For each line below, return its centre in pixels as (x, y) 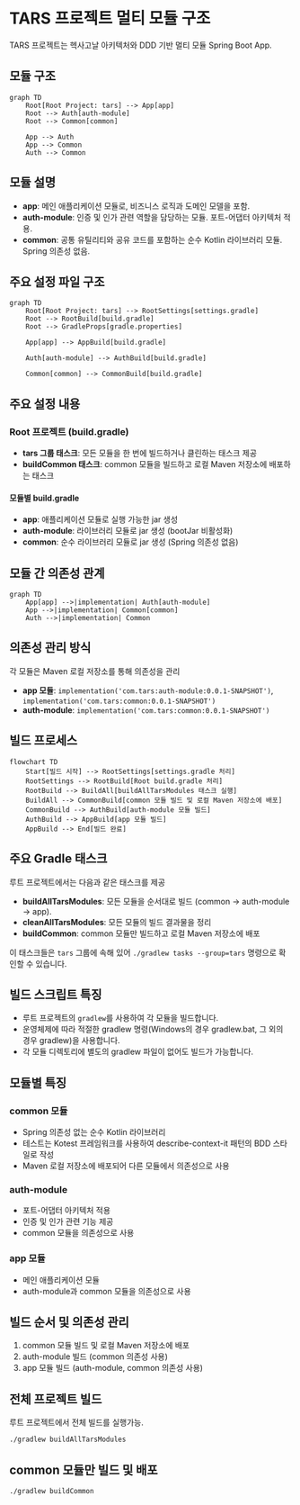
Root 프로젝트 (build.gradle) (69, 431)
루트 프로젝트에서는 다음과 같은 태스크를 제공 (88, 882)
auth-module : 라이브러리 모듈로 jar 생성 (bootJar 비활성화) (128, 531)
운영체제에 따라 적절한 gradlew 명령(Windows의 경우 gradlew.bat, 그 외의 (153, 1029)
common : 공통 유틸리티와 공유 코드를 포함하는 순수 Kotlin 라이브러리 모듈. (152, 239)
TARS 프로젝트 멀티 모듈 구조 (110, 18)
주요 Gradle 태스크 (58, 859)
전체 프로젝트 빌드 (56, 1399)
